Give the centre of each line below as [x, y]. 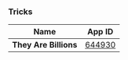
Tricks [20, 12]
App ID [101, 32]
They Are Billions [45, 45]
